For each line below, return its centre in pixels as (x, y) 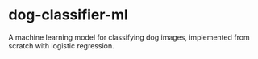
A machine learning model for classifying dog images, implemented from (129, 37)
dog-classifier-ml (69, 15)
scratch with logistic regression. (61, 45)
